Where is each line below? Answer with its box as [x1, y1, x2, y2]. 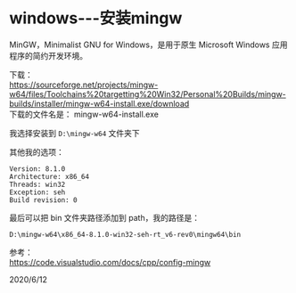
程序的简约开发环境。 [9, 50, 87, 61]
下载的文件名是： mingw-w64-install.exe [9, 109, 159, 119]
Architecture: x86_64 [9, 172, 90, 181]
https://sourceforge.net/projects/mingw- [9, 79, 159, 90]
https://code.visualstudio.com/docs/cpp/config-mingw [9, 256, 211, 267]
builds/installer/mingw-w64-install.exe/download [9, 98, 190, 109]
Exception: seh [9, 188, 66, 197]
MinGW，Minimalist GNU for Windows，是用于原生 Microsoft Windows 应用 [9, 39, 288, 50]
